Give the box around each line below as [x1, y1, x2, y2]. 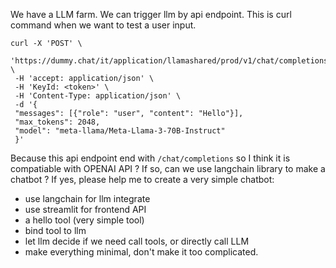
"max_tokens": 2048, [14, 117, 101, 127]
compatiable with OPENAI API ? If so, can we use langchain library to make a [10, 163, 326, 174]
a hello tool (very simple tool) [24, 214, 145, 226]
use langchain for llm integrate [24, 193, 151, 204]
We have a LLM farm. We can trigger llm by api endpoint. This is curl [10, 9, 292, 20]
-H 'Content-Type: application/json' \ [14, 91, 182, 101]
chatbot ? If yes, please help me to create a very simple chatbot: [10, 174, 275, 185]
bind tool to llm [24, 225, 87, 236]
